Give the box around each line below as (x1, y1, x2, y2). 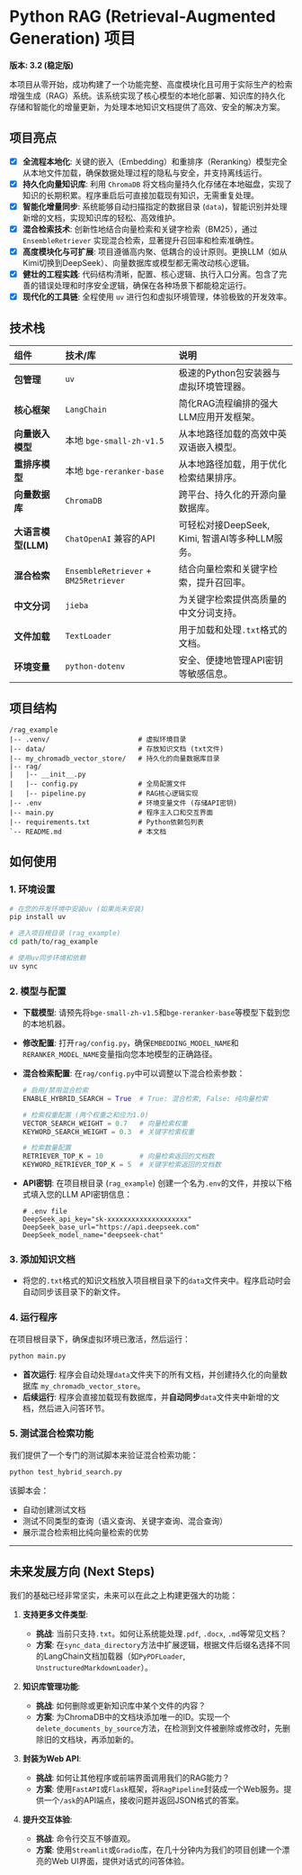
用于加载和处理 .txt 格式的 (178, 623, 288, 636)
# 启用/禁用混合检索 (22, 1086, 89, 1096)
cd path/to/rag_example (9, 937, 99, 947)
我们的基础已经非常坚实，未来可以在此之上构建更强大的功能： (9, 1589, 238, 1600)
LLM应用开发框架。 (178, 411, 261, 423)
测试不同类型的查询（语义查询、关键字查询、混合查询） (22, 1515, 227, 1526)
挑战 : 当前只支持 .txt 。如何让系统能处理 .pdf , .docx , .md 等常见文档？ (35, 1628, 288, 1639)
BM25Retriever (65, 576, 126, 586)
